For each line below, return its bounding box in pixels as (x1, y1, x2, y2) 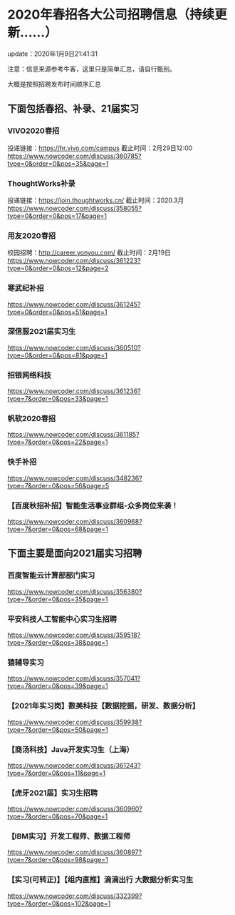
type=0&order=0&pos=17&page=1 (7, 212, 108, 220)
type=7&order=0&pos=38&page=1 (7, 638, 108, 647)
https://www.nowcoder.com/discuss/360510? (7, 343, 141, 352)
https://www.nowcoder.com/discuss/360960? (7, 805, 142, 813)
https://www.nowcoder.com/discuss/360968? (7, 518, 142, 525)
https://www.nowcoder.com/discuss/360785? (7, 152, 142, 160)
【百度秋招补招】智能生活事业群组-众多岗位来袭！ (7, 500, 179, 510)
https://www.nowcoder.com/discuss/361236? (7, 387, 141, 395)
